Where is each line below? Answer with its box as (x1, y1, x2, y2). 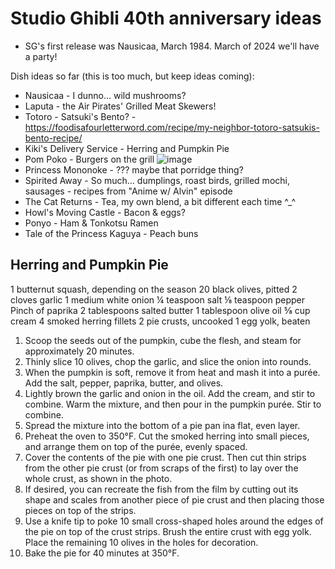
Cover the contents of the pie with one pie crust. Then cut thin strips (24, 451, 307, 463)
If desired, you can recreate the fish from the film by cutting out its (24, 483, 299, 495)
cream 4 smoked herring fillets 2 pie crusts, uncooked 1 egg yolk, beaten (10, 315, 311, 327)
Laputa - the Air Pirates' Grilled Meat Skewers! (24, 100, 217, 112)
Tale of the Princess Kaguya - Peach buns (24, 227, 199, 239)
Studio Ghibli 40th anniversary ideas (10, 7, 322, 30)
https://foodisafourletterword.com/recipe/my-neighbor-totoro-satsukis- (24, 121, 320, 133)
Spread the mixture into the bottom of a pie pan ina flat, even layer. (24, 419, 301, 431)
